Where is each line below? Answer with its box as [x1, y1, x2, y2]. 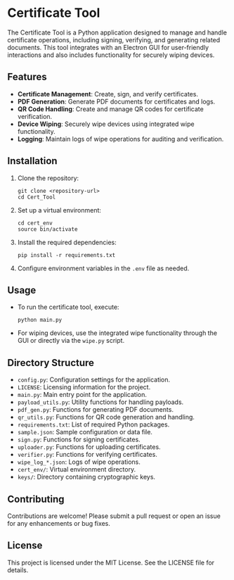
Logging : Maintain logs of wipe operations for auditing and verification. [17, 134, 224, 143]
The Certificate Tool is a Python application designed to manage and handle [7, 28, 227, 37]
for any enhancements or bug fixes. [7, 519, 111, 527]
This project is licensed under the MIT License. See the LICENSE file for [7, 558, 215, 567]
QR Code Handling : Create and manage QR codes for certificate [17, 104, 204, 113]
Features [7, 71, 47, 83]
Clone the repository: [17, 174, 79, 182]
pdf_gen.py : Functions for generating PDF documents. [17, 405, 174, 414]
